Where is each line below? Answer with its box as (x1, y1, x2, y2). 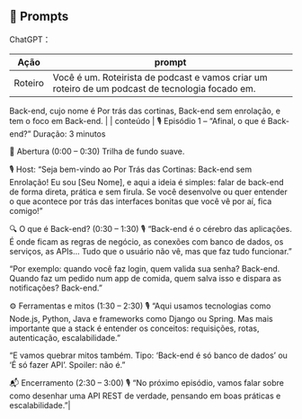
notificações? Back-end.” (9, 282, 103, 293)
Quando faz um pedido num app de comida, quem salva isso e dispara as (9, 272, 281, 283)
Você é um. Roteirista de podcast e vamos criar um (52, 71, 268, 84)
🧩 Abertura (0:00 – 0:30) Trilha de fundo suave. (9, 146, 185, 156)
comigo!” (9, 205, 43, 216)
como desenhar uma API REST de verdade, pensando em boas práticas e (9, 390, 281, 401)
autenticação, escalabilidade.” (9, 332, 121, 343)
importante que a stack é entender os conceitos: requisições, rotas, (9, 323, 260, 334)
